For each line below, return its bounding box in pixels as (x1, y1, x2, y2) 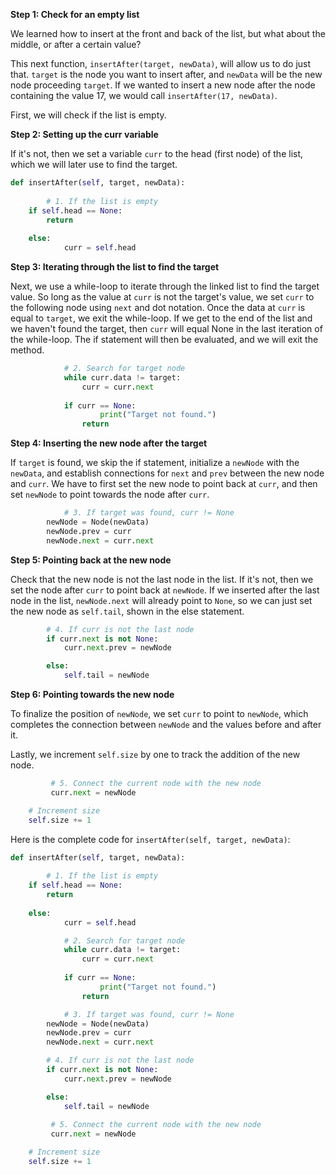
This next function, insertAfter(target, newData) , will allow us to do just (10, 58, 312, 69)
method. (10, 344, 45, 356)
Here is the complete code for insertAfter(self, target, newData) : (10, 833, 291, 845)
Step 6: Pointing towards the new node (10, 689, 175, 700)
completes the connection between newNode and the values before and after (10, 719, 322, 730)
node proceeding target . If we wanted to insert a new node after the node (10, 79, 316, 91)
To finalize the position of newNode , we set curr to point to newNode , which (10, 708, 309, 719)
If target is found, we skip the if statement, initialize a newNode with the (10, 457, 300, 469)
